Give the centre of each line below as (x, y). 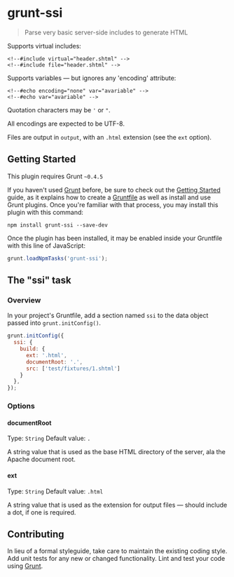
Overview (24, 300)
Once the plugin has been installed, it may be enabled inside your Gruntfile (115, 238)
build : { (33, 349)
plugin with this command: (46, 212)
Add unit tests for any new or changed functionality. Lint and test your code (116, 559)
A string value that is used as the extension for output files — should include (117, 505)
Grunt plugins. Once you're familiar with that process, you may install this (113, 204)
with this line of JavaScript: (47, 245)
